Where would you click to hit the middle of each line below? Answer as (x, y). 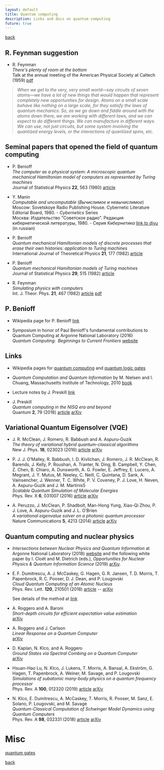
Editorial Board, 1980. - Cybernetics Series (55, 212)
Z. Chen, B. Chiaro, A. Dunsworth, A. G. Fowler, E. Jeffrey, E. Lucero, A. (84, 470)
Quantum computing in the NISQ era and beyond (61, 407)
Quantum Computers (33, 714)
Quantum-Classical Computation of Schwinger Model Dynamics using (83, 709)
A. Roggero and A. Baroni (38, 608)
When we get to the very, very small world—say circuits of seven (82, 90)
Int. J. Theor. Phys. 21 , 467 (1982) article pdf (57, 293)
